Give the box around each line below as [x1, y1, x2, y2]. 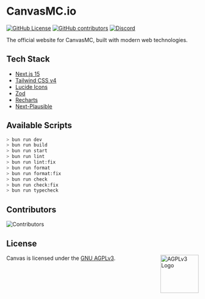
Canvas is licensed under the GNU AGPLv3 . [6, 254, 116, 262]
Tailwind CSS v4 [15, 76, 57, 84]
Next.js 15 [15, 70, 40, 77]
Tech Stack [6, 54, 50, 65]
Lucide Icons [15, 83, 48, 90]
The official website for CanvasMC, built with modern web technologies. [6, 36, 188, 43]
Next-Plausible [15, 103, 53, 110]
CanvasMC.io [6, 4, 77, 18]
